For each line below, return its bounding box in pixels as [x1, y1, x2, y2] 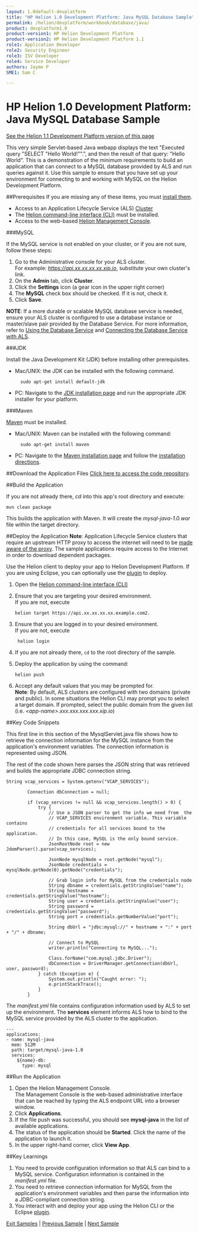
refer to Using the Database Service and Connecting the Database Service [6, 327, 188, 334]
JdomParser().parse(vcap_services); [6, 846, 97, 852]
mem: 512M [11, 1042, 36, 1048]
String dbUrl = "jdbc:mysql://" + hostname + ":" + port [48, 924, 192, 930]
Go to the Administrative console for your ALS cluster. [14, 258, 146, 265]
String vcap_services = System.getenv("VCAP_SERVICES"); [6, 779, 150, 785]
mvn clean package [6, 504, 52, 511]
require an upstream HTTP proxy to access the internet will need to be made [6, 539, 193, 546]
